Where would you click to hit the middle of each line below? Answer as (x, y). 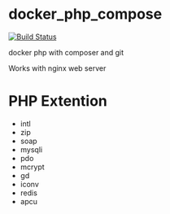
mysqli (31, 149)
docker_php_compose (85, 14)
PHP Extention (58, 101)
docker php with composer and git (66, 52)
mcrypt (32, 167)
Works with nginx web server (57, 68)
